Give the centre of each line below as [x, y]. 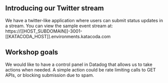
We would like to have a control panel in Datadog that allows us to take [79, 64]
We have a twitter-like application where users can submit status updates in [84, 20]
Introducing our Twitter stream [55, 8]
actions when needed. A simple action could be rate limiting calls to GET [80, 69]
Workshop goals [32, 52]
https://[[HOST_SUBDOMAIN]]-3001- [44, 31]
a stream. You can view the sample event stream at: [59, 26]
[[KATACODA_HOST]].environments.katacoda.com [58, 36]
